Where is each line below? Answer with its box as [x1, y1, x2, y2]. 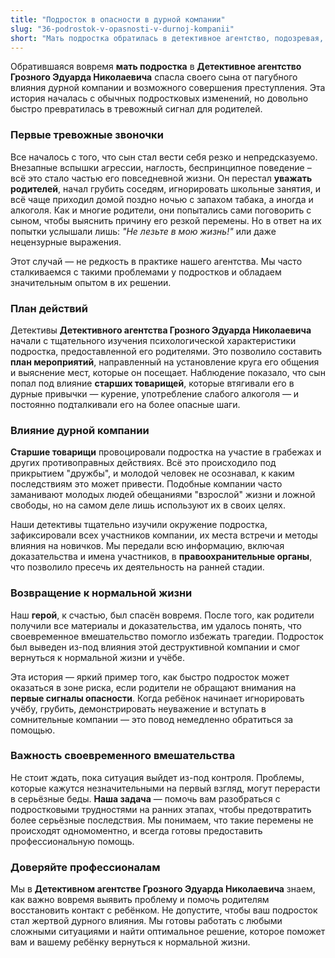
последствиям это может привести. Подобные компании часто [10, 478, 283, 490]
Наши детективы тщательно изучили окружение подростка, [10, 519, 268, 531]
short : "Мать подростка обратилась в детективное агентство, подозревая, [10, 33, 325, 43]
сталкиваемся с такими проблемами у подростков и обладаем [10, 266, 282, 278]
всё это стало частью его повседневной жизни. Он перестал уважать [10, 172, 313, 184]
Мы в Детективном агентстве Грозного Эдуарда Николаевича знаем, [10, 883, 316, 895]
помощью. [10, 724, 56, 736]
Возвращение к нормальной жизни [10, 586, 193, 600]
